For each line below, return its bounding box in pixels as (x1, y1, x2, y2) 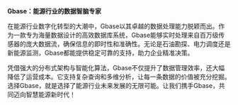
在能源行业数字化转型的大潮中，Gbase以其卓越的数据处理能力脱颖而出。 (7, 22, 219, 31)
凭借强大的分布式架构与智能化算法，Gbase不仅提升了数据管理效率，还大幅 (7, 64, 225, 72)
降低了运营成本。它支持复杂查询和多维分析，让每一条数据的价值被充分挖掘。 (7, 72, 231, 81)
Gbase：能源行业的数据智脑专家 (7, 7, 101, 15)
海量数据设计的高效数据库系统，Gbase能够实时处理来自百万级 (38, 31, 219, 39)
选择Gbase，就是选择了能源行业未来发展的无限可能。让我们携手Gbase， (7, 82, 220, 89)
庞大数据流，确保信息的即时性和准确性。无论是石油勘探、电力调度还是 (25, 40, 231, 48)
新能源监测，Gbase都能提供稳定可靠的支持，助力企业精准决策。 (7, 49, 194, 57)
